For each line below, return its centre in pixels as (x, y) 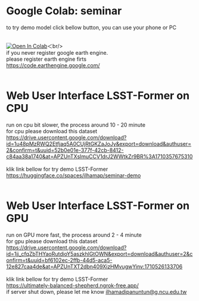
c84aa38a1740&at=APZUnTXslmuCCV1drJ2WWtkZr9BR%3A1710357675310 (99, 156)
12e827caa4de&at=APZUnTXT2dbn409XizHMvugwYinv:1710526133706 (94, 266)
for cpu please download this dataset (52, 131)
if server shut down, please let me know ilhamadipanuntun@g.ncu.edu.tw (97, 291)
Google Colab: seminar (64, 11)
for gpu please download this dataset (52, 241)
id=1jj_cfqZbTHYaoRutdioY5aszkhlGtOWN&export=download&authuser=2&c (99, 253)
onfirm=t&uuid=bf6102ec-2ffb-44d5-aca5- (59, 260)
